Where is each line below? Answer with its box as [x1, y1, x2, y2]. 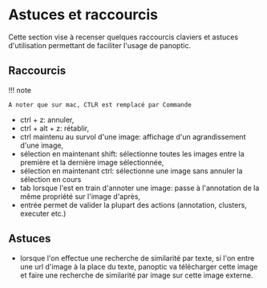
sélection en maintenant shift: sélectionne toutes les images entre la [19, 148, 245, 158]
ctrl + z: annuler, [19, 115, 75, 124]
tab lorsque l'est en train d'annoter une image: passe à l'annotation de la [19, 183, 260, 193]
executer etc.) [19, 209, 67, 218]
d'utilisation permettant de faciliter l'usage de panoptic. [8, 40, 191, 50]
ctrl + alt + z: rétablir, [19, 123, 90, 133]
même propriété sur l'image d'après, [19, 191, 141, 201]
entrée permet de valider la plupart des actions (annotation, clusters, [19, 200, 247, 209]
